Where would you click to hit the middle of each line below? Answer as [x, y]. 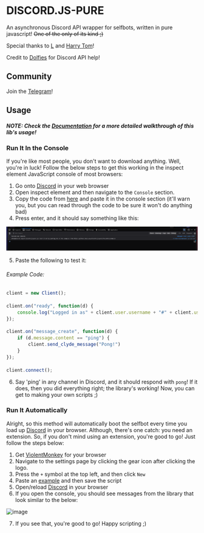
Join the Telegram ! [30, 91]
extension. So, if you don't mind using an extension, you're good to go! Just [101, 436]
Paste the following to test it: [51, 260]
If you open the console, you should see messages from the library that [104, 493]
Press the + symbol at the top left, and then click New [80, 474]
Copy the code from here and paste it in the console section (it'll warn [102, 199]
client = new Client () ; [36, 293]
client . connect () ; [29, 370]
